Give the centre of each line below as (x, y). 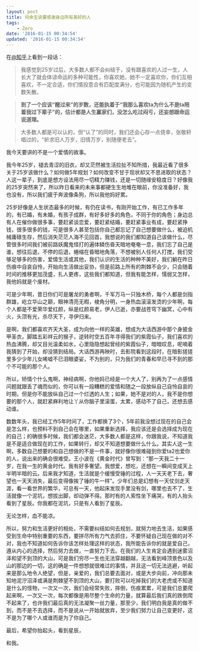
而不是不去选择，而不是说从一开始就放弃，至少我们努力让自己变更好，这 (105, 610)
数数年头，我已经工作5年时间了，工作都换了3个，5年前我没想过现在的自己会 (99, 421)
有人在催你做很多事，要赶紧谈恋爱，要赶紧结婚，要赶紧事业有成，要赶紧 (94, 222)
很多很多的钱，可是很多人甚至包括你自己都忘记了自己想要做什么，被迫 (102, 229)
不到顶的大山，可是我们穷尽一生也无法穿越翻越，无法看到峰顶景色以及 (107, 558)
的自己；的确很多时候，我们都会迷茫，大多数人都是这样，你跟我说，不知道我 (99, 436)
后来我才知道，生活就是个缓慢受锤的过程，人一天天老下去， (115, 473)
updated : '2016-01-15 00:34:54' (46, 39)
